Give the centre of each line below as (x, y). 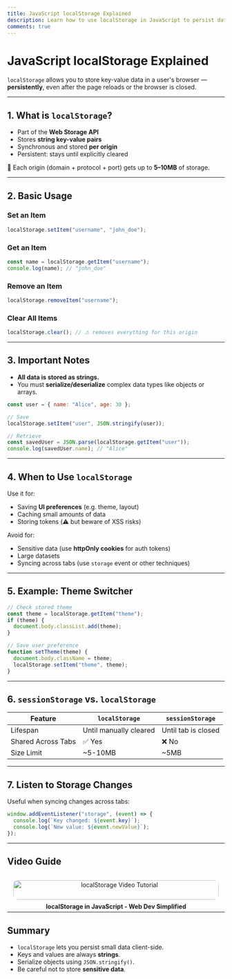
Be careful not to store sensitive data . (71, 969)
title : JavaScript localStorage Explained (69, 13)
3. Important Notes (48, 360)
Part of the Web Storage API (58, 132)
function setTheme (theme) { (48, 652)
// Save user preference (43, 646)
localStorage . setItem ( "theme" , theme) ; (71, 665)
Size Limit (27, 753)
